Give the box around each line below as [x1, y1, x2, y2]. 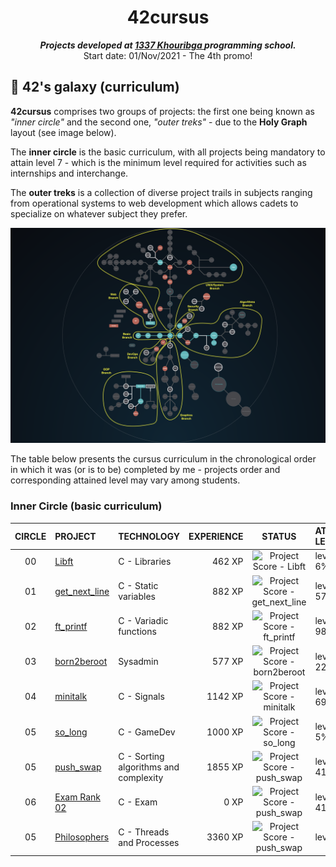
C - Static [118, 580, 159, 592]
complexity [118, 771, 164, 783]
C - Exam [118, 796, 158, 808]
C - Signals [118, 691, 165, 703]
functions [118, 626, 157, 638]
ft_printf [54, 620, 88, 632]
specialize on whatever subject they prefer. [10, 207, 188, 220]
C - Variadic [118, 615, 169, 627]
